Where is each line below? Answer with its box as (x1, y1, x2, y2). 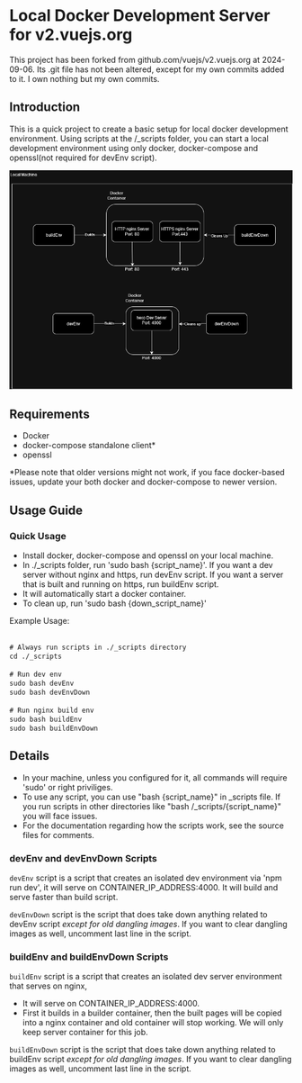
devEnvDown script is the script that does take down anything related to (9, 909, 268, 920)
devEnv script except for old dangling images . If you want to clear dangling (9, 919, 288, 930)
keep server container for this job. (22, 1027, 148, 1038)
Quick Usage (9, 529, 67, 542)
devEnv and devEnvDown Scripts (9, 852, 157, 864)
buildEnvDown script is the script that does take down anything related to (9, 1044, 276, 1055)
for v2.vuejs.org (9, 24, 133, 45)
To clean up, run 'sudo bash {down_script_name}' (22, 598, 207, 609)
